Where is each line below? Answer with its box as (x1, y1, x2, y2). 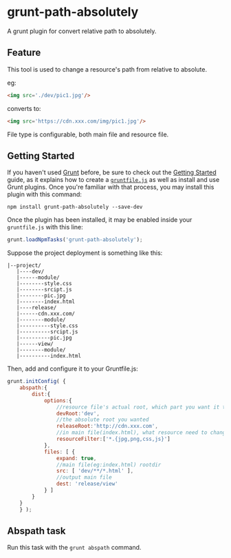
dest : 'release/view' (56, 480, 118, 488)
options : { (43, 397, 72, 404)
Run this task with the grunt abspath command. (7, 544, 142, 552)
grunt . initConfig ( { (7, 378, 67, 385)
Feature (7, 47, 41, 59)
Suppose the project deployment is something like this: (7, 249, 163, 257)
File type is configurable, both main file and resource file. (7, 130, 169, 138)
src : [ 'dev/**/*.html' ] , (56, 468, 134, 475)
